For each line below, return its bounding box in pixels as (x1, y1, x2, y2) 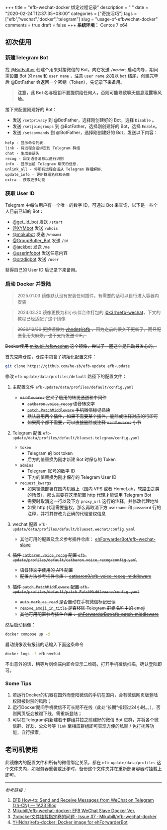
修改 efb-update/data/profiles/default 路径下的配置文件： (5, 373, 127, 380)
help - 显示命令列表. (5, 140, 46, 145)
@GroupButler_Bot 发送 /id (12, 237, 69, 243)
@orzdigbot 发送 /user (12, 256, 59, 262)
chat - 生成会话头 (5, 151, 40, 156)
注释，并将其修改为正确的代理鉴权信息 (27, 511, 106, 517)
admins (19, 463, 34, 468)
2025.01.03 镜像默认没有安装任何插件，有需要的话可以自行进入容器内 (17, 293, 159, 299)
